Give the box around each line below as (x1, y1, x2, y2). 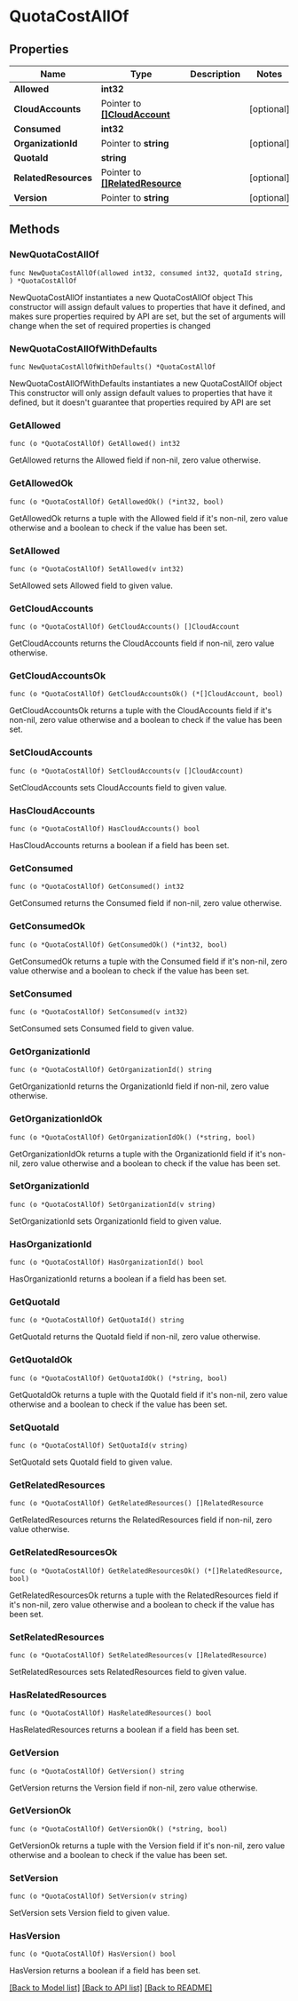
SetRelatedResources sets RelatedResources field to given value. (9, 1666, 247, 1677)
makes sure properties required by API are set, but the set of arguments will (9, 311, 286, 322)
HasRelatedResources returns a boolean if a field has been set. (9, 1725, 239, 1735)
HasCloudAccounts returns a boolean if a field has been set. (9, 840, 230, 851)
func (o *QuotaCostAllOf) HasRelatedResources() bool (9, 1709, 213, 1718)
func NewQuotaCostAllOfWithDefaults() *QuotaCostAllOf (9, 362, 216, 371)
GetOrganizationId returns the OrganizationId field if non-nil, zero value (9, 1081, 270, 1092)
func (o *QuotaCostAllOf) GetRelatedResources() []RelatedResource (9, 1499, 264, 1508)
